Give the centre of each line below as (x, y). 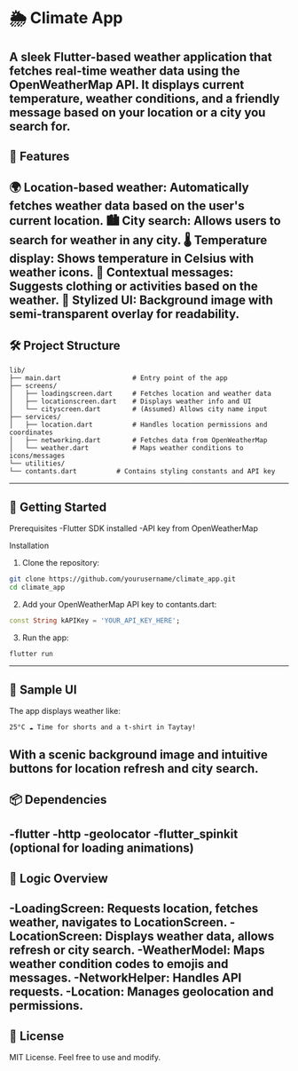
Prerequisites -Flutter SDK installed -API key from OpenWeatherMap (134, 528)
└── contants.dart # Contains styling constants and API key (142, 472)
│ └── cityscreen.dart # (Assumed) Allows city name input (138, 409)
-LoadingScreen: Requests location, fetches (134, 909)
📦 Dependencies (58, 800)
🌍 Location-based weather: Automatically (129, 188)
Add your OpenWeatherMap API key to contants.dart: (119, 604)
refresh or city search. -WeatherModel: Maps (137, 951)
